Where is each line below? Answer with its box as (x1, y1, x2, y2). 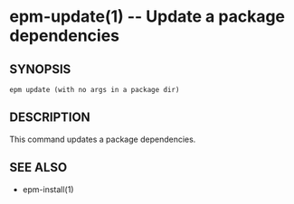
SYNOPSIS (9, 61, 71, 77)
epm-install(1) (22, 183, 74, 195)
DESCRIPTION (9, 110, 90, 125)
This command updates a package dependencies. (9, 134, 196, 144)
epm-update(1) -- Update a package (9, 6, 286, 27)
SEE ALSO (9, 160, 68, 175)
